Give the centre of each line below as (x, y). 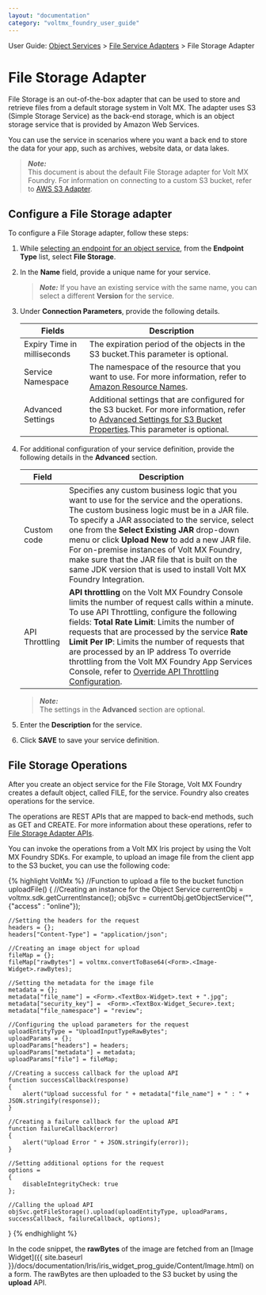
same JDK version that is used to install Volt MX (158, 570)
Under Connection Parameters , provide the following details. (120, 311)
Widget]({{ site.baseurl (46, 1258)
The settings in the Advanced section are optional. (122, 709)
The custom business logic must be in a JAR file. (159, 510)
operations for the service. (51, 801)
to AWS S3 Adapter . (60, 189)
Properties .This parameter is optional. (159, 430)
